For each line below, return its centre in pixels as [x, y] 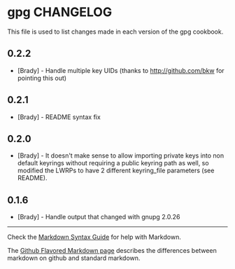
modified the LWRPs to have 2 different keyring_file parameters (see [116, 171]
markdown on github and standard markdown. [74, 258]
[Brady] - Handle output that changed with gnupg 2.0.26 [99, 217]
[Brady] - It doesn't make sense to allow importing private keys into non [121, 156]
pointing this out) [42, 78]
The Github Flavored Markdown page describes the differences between [112, 251]
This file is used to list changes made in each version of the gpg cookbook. [115, 32]
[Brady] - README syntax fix [59, 117]
